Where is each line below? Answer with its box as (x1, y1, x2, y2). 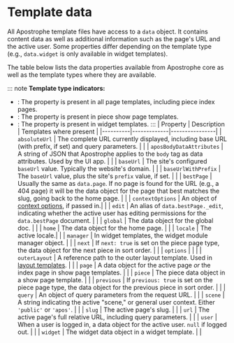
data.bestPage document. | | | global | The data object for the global (17, 216, 214, 224)
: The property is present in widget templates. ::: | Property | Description (17, 119, 225, 128)
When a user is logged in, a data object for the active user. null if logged (17, 320, 227, 328)
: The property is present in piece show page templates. (17, 112, 179, 121)
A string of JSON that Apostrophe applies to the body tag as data (17, 149, 203, 158)
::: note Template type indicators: (7, 84, 105, 92)
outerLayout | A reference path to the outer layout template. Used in (17, 253, 213, 262)
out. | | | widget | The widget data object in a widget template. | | (17, 328, 202, 336)
